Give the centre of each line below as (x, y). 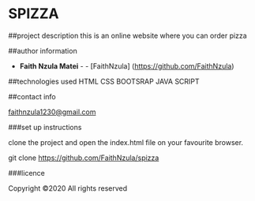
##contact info (32, 96)
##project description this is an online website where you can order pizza (127, 35)
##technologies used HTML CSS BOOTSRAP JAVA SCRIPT (104, 81)
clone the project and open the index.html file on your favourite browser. (126, 142)
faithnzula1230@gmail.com (52, 112)
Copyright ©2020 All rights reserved (68, 188)
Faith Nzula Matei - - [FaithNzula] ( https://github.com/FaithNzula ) (127, 66)
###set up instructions (45, 127)
